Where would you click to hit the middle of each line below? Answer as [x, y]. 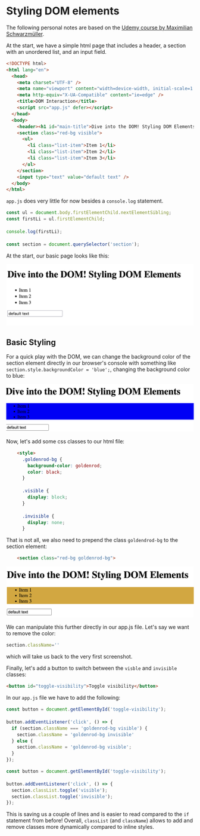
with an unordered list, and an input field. [57, 51]
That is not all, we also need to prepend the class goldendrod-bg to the [92, 540]
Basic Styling [31, 342]
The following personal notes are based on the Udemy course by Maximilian [99, 27]
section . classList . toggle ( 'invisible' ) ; [62, 797]
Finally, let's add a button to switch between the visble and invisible [92, 668]
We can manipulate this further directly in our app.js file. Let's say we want [98, 627]
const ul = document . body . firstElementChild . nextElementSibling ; [89, 213]
